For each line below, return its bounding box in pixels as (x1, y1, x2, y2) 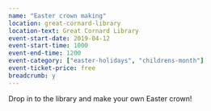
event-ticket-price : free (8, 64, 95, 72)
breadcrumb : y (8, 72, 57, 80)
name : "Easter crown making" (8, 11, 107, 20)
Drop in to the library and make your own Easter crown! (8, 93, 192, 103)
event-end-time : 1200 (8, 49, 82, 57)
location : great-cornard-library (8, 19, 121, 27)
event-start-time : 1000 (8, 42, 89, 50)
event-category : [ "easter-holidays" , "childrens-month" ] (8, 57, 205, 65)
